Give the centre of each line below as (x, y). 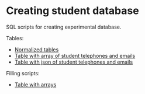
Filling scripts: (23, 73)
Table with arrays (35, 84)
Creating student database (72, 11)
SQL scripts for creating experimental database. (64, 27)
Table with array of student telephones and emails (75, 55)
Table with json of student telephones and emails (74, 62)
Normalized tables (37, 49)
